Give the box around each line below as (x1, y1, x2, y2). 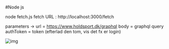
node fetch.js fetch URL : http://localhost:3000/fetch (5, 14, 115, 19)
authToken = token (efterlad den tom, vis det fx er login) (5, 29, 121, 34)
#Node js (5, 4, 24, 10)
